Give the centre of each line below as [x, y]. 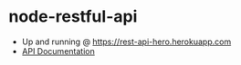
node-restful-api [73, 17]
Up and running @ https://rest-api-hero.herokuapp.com [126, 42]
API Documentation [58, 51]
